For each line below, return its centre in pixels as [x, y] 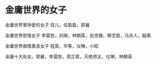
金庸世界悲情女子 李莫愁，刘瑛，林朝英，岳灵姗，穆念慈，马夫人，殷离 [78, 35]
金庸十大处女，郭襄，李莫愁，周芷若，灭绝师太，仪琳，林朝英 [69, 56]
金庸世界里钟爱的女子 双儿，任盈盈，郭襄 [47, 25]
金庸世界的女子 [36, 10]
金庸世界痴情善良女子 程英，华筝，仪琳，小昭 [52, 46]
